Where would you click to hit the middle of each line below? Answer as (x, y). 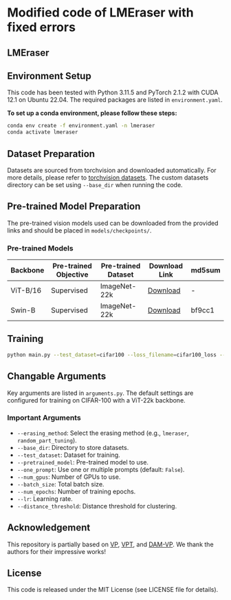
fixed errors (41, 27)
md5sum (206, 270)
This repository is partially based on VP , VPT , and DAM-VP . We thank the (111, 544)
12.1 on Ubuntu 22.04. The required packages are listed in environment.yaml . (115, 100)
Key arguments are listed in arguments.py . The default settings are (100, 393)
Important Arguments (44, 418)
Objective (72, 275)
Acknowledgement (49, 528)
